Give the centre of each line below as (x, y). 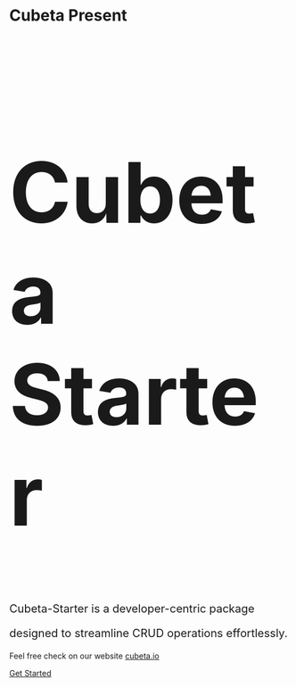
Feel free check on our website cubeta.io (84, 656)
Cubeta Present (68, 16)
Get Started (30, 673)
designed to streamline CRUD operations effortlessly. (148, 633)
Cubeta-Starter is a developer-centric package (132, 608)
